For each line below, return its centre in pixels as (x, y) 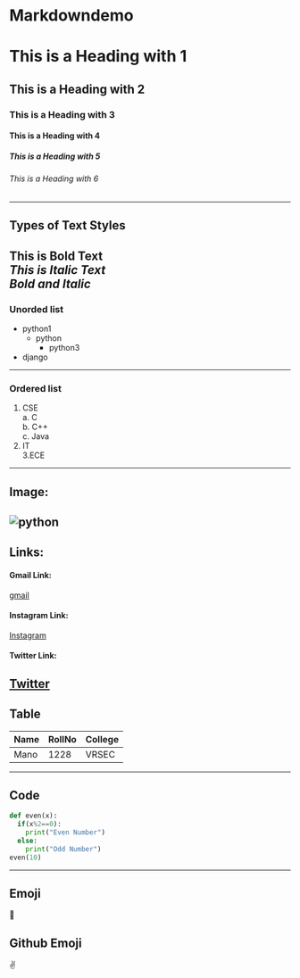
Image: (29, 492)
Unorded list (37, 309)
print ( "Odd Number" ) (63, 849)
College (102, 739)
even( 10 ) (25, 858)
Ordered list (36, 388)
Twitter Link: (33, 656)
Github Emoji (46, 943)
